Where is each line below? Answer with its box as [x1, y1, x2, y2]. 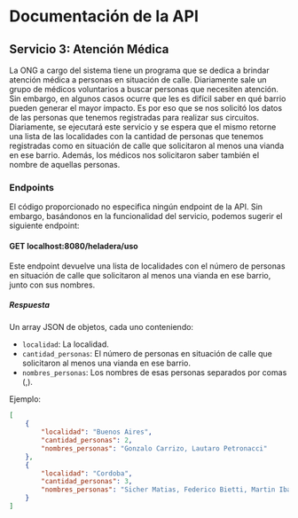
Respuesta [9, 300, 51, 310]
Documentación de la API [9, 6, 200, 27]
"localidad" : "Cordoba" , [41, 468, 133, 478]
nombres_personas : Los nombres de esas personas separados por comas [21, 367, 287, 378]
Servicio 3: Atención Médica [9, 42, 169, 57]
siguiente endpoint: [9, 220, 80, 232]
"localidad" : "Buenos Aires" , [41, 428, 153, 436]
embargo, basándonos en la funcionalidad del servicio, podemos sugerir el [9, 211, 283, 222]
